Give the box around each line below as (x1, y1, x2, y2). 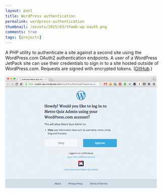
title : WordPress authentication (5, 13, 76, 19)
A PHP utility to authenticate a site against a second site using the (5, 50, 142, 55)
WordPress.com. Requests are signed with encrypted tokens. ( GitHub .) (5, 66, 153, 71)
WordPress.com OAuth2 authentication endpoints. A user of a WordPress (5, 55, 157, 61)
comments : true (5, 29, 37, 35)
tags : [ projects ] (5, 35, 42, 40)
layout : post (5, 8, 33, 13)
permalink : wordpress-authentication (5, 19, 85, 24)
